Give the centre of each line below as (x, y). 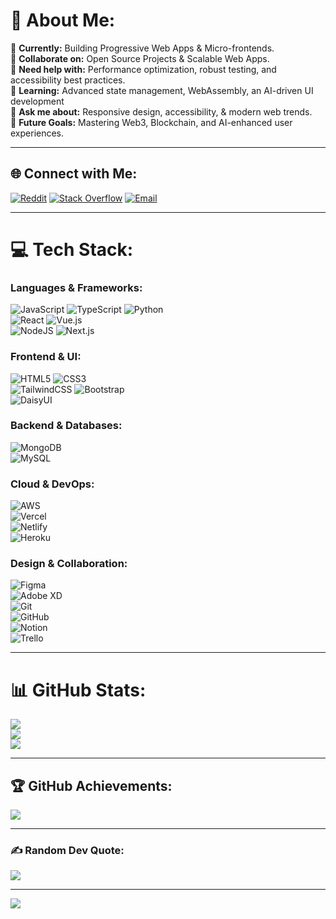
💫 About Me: (63, 20)
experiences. (37, 133)
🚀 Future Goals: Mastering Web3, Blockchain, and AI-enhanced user (151, 122)
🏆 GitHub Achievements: (91, 785)
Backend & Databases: (66, 426)
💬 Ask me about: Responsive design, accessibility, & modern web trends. (161, 111)
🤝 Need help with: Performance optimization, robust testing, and (143, 69)
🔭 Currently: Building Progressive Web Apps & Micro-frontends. (142, 48)
